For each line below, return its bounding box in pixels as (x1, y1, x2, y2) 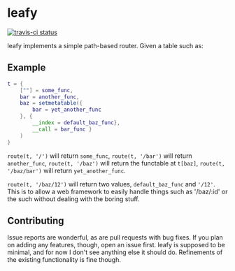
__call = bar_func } (32, 126, 92, 133)
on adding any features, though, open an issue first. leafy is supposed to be (7, 241, 226, 249)
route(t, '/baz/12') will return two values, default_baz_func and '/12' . (7, 180, 215, 188)
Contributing (7, 214, 64, 226)
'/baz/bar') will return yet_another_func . (7, 166, 126, 175)
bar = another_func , (20, 93, 80, 101)
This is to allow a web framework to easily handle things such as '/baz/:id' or (7, 187, 228, 196)
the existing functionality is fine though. (7, 256, 121, 264)
